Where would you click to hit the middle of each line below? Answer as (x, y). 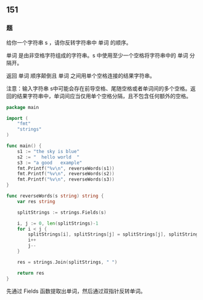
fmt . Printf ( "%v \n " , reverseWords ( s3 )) (66, 180)
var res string (36, 201)
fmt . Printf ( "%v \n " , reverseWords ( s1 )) (66, 168)
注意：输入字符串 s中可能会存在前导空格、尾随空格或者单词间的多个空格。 (98, 88)
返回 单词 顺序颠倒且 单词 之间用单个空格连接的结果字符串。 (81, 75)
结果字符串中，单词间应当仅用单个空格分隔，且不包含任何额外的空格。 (104, 96)
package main (23, 107)
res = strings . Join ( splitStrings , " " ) (67, 262)
